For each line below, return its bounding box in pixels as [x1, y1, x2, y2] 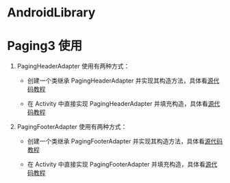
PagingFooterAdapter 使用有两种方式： [16, 123, 127, 131]
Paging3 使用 [7, 38, 83, 54]
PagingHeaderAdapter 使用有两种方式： [16, 62, 130, 70]
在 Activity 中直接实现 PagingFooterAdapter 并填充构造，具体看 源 [27, 160, 212, 169]
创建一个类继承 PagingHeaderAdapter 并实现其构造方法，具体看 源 [27, 76, 214, 85]
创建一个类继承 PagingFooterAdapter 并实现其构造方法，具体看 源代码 [27, 137, 223, 145]
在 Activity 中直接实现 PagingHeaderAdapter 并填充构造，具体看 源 [27, 100, 214, 108]
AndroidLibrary [7, 5, 96, 20]
